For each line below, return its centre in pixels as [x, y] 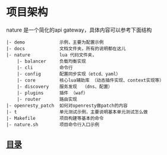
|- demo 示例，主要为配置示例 [55, 42]
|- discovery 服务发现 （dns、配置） [65, 86]
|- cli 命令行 [45, 67]
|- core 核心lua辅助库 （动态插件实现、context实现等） [91, 80]
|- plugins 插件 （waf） [52, 93]
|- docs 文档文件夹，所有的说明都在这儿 [66, 48]
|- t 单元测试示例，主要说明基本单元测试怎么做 [77, 112]
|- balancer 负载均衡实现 [51, 61]
